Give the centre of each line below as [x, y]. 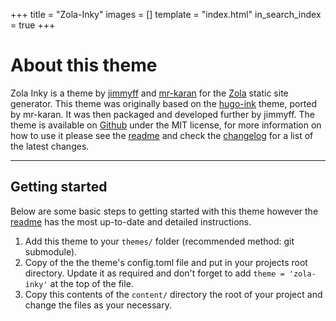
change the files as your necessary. [98, 305]
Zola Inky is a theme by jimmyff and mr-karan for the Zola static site [149, 93]
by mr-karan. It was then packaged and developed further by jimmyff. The [162, 114]
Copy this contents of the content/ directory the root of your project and [173, 294]
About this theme [84, 65]
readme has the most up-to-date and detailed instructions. [131, 221]
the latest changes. [50, 146]
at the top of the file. [91, 283]
